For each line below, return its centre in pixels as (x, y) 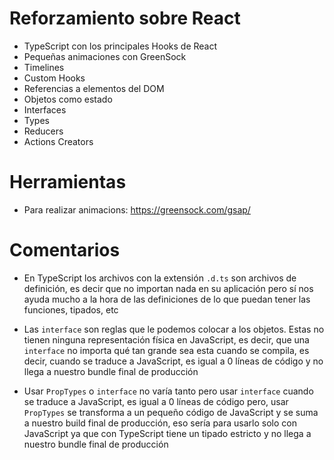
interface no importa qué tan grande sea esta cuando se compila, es (166, 350)
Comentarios (65, 250)
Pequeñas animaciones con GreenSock (105, 56)
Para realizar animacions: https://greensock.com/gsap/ (137, 209)
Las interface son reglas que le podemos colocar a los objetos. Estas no (174, 329)
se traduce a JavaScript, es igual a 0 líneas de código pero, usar (156, 401)
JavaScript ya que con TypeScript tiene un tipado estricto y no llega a (167, 433)
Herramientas (68, 182)
